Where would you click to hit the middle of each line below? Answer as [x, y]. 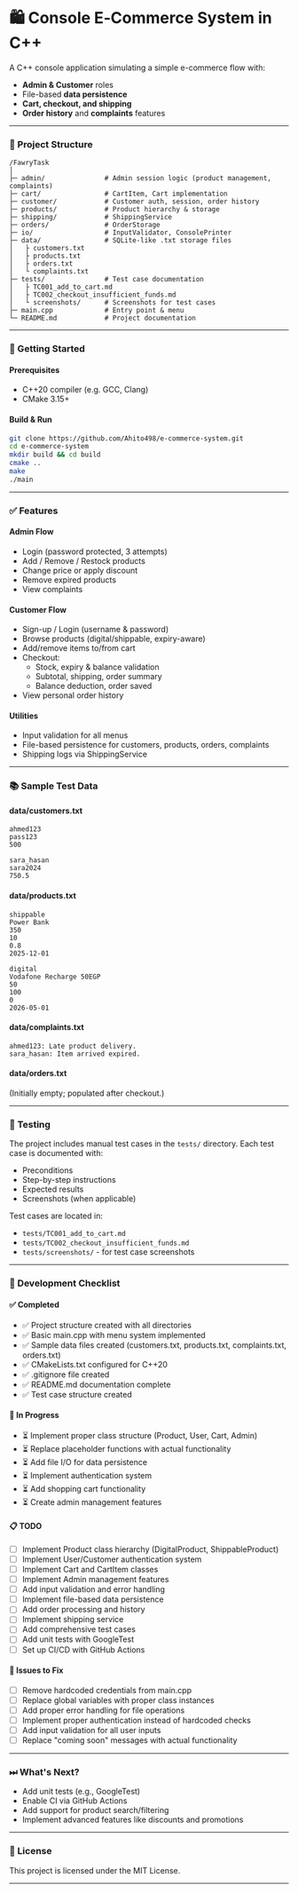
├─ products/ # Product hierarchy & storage [114, 210]
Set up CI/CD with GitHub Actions [83, 1650]
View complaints [52, 589]
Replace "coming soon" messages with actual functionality [129, 1740]
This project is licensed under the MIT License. [95, 1870]
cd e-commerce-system [49, 447]
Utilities [24, 716]
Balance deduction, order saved [94, 686]
